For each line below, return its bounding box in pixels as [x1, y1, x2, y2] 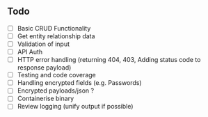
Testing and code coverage [17, 71, 96, 79]
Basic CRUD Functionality [17, 24, 91, 32]
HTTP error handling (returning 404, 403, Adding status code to [17, 56, 201, 64]
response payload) [17, 63, 72, 72]
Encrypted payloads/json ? [17, 86, 95, 95]
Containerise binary [17, 94, 74, 103]
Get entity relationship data [17, 31, 95, 40]
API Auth [17, 48, 43, 56]
